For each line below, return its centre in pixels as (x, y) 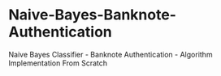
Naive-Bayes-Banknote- (93, 15)
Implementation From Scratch (58, 63)
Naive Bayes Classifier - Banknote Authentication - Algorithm (110, 54)
